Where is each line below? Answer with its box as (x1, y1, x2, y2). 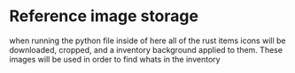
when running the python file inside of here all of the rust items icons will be (9, 35, 286, 46)
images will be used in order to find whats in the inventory (9, 54, 221, 64)
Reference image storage (9, 6, 199, 26)
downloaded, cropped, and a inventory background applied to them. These (9, 44, 283, 55)
